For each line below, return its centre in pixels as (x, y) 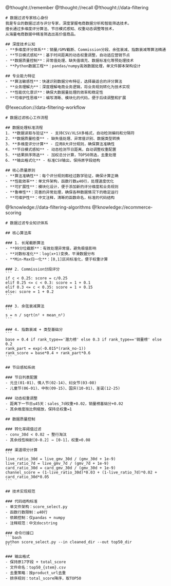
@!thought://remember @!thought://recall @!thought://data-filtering (77, 7)
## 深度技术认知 (20, 44)
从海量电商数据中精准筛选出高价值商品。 (42, 34)
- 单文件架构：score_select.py (36, 507)
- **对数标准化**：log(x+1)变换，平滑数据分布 (50, 254)
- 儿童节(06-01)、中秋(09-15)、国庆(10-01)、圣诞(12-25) (63, 388)
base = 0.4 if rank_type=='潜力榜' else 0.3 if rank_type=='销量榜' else (83, 339)
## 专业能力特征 (20, 76)
